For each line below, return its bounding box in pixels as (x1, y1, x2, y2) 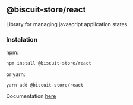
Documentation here (6, 93, 56, 100)
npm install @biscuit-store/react (6, 61, 92, 66)
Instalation (6, 35, 38, 43)
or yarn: (6, 71, 26, 78)
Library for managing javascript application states (6, 20, 128, 27)
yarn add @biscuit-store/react (6, 82, 84, 88)
